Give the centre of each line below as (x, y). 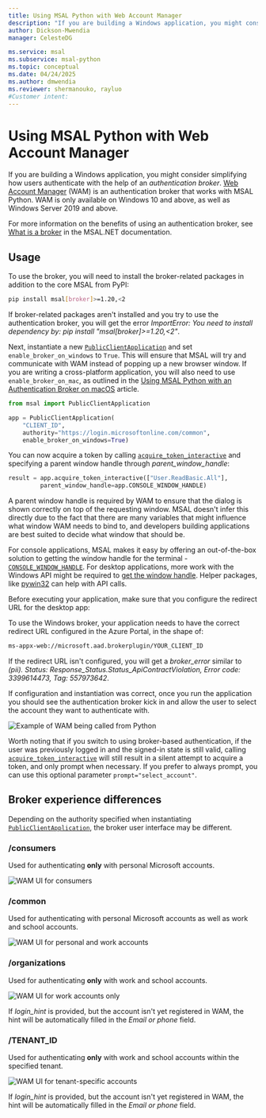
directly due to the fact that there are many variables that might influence (127, 518)
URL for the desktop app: (49, 608)
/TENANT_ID (33, 1040)
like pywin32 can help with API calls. (68, 584)
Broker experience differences (85, 800)
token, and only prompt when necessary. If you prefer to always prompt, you (133, 766)
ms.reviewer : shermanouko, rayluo (65, 89)
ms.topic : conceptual (44, 67)
